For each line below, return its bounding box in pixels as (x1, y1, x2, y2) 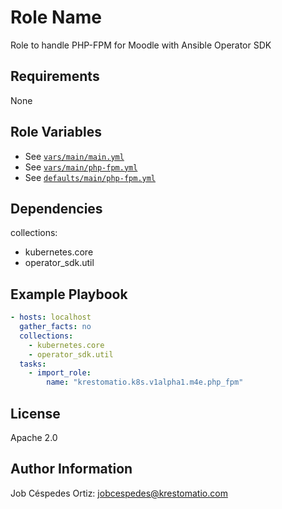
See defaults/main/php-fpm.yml (24, 171, 157, 183)
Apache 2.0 (10, 432, 58, 443)
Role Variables (10, 124, 102, 141)
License (10, 405, 61, 422)
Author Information (10, 461, 133, 478)
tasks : (19, 359, 47, 369)
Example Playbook (10, 286, 128, 303)
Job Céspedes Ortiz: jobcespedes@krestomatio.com (10, 487, 228, 499)
